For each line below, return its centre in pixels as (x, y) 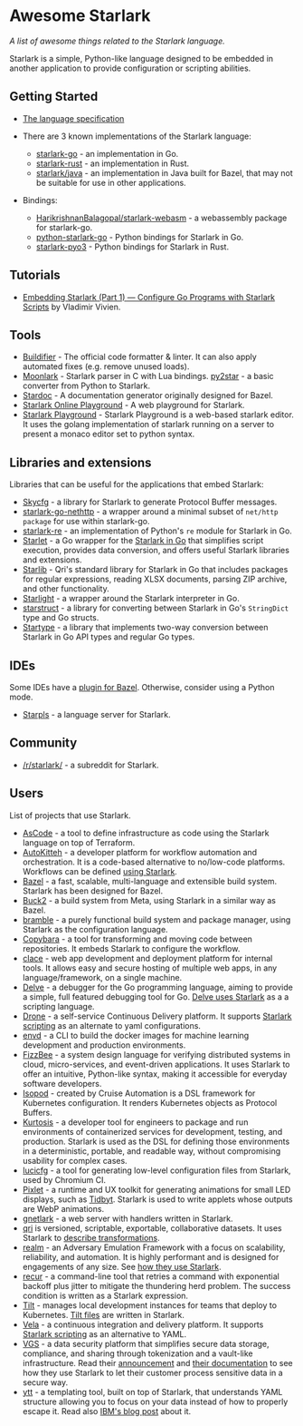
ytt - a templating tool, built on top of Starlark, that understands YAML (152, 1392)
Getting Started (54, 97)
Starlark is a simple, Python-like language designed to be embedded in (142, 58)
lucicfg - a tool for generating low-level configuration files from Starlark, (156, 1170)
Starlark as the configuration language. (95, 929)
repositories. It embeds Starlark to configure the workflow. (131, 948)
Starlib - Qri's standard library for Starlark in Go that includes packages (155, 570)
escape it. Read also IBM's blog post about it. (107, 1411)
